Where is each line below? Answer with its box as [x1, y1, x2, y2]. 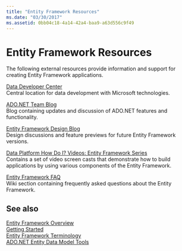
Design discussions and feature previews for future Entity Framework [6, 132, 176, 139]
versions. [6, 138, 29, 145]
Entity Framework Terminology [6, 232, 81, 239]
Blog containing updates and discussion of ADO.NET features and [6, 107, 168, 114]
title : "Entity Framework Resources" [6, 8, 100, 15]
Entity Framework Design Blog [6, 125, 80, 132]
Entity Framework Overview [6, 219, 74, 227]
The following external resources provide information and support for [6, 65, 176, 72]
